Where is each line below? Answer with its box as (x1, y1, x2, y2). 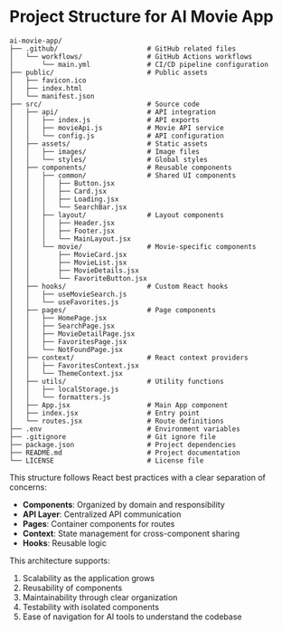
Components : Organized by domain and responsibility (22, 499, 226, 510)
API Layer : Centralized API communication (22, 509, 182, 520)
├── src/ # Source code (9, 100, 201, 109)
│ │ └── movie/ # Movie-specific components (9, 242, 257, 251)
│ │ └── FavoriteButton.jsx (9, 273, 147, 282)
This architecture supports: (9, 555, 110, 566)
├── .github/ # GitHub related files (9, 43, 237, 53)
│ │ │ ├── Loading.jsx (9, 195, 119, 204)
